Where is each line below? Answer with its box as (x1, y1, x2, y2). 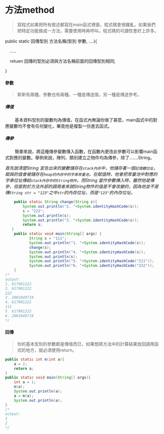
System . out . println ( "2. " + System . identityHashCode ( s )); (23, 204, 139, 209)
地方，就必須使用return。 (25, 347, 77, 353)
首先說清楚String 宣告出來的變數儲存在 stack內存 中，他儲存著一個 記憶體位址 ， (5, 165, 158, 171)
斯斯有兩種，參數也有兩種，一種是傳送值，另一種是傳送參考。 (17, 92, 142, 98)
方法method (5, 4, 55, 16)
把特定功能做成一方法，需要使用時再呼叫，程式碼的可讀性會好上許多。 (17, 27, 159, 33)
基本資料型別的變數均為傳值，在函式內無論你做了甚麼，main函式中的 (14, 117, 153, 123)
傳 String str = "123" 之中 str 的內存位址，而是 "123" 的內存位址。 (5, 190, 136, 196)
